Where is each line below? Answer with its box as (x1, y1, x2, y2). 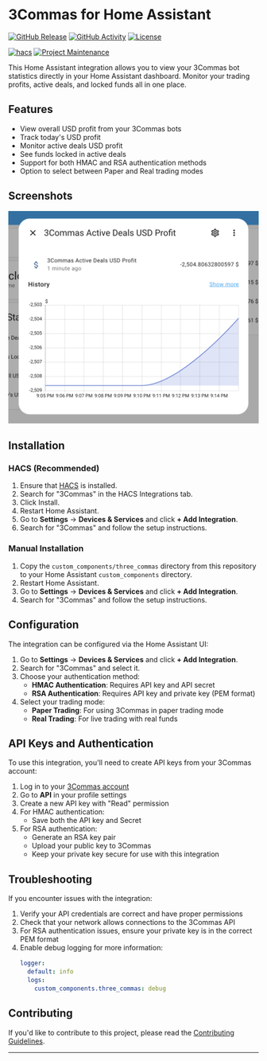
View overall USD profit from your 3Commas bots (19, 123, 182, 133)
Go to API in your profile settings (19, 790, 127, 800)
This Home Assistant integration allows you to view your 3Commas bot (8, 62, 240, 72)
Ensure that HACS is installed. (19, 481, 118, 490)
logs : (27, 976, 45, 984)
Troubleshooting (8, 872, 93, 886)
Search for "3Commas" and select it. (19, 663, 141, 673)
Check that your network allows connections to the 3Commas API (19, 918, 236, 927)
